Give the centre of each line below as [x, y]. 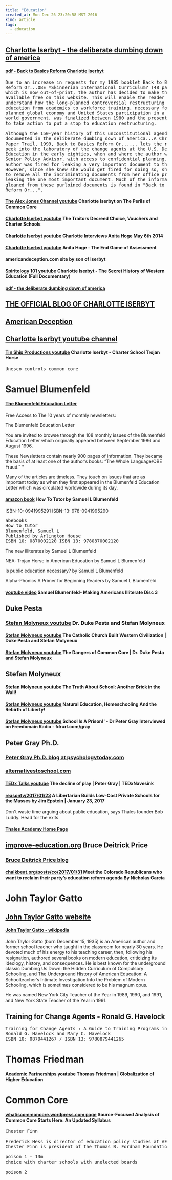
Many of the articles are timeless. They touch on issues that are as [76, 477]
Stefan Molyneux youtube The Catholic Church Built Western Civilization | [86, 635]
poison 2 [16, 1172]
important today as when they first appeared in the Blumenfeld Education [82, 482]
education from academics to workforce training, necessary [82, 108]
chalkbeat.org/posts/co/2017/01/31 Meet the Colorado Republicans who [84, 872]
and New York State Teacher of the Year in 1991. [56, 1001]
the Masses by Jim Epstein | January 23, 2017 [55, 801]
